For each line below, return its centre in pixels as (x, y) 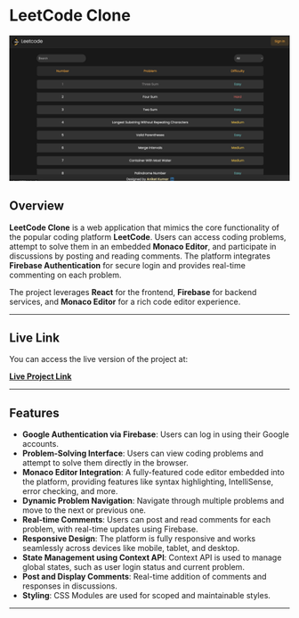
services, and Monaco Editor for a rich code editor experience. (125, 301)
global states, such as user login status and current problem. (133, 567)
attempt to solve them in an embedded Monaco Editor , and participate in (143, 246)
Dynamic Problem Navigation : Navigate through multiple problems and (153, 501)
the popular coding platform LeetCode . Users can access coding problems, (148, 236)
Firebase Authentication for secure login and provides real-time (128, 265)
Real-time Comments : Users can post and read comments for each (146, 520)
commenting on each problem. (65, 275)
